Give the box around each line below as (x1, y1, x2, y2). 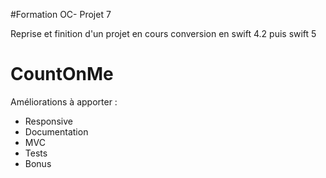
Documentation (24, 125, 89, 138)
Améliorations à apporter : (10, 95, 118, 108)
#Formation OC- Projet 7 (10, 9, 112, 20)
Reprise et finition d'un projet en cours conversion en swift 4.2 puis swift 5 (10, 28, 317, 39)
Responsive (24, 115, 73, 127)
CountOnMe (10, 63, 114, 86)
